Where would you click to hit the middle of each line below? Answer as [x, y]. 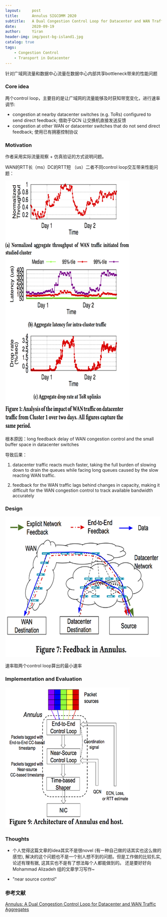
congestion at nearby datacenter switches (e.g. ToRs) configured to [82, 114]
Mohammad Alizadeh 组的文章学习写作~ [54, 869]
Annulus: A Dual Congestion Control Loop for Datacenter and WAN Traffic [81, 904]
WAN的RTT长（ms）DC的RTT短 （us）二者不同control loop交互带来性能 [80, 167]
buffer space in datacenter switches [42, 445]
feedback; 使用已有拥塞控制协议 [45, 132]
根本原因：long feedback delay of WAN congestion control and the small [80, 439]
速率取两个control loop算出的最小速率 [43, 666]
